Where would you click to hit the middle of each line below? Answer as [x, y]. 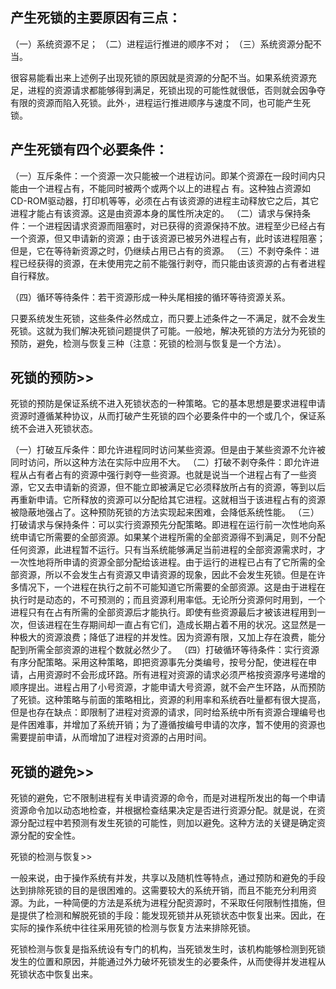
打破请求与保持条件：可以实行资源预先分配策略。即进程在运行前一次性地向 [163, 525]
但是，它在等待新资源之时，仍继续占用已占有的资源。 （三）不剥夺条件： [160, 250]
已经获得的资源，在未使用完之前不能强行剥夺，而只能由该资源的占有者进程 [172, 263]
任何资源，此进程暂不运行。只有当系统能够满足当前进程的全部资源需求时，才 [168, 550]
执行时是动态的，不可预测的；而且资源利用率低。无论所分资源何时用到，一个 [168, 600]
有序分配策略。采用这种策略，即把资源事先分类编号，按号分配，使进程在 [159, 662]
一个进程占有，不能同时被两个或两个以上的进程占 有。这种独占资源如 [169, 188]
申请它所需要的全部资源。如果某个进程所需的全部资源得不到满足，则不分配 [172, 537]
